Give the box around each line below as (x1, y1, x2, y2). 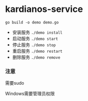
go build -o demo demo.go (5, 20, 59, 25)
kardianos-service (5, 3, 83, 15)
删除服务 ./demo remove (12, 54, 61, 60)
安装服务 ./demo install (12, 29, 63, 35)
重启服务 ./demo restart (12, 48, 63, 54)
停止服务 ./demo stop (12, 41, 56, 48)
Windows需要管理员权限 (5, 91, 55, 97)
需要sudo (5, 80, 24, 86)
